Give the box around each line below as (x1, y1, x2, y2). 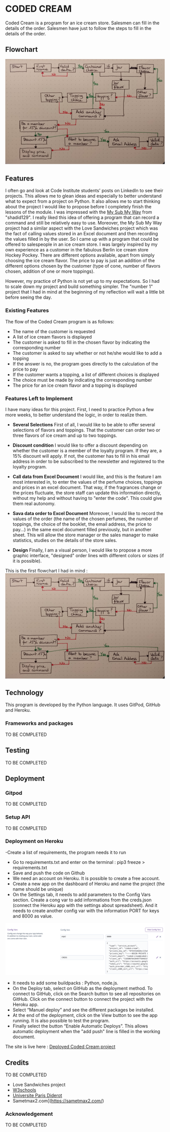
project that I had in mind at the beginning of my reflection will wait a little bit (5, 289, 164, 295)
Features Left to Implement (5, 395, 73, 402)
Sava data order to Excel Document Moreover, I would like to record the (12, 510, 163, 516)
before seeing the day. (5, 295, 52, 301)
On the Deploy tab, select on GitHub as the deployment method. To (12, 985, 153, 992)
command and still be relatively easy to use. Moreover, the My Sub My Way (5, 220, 162, 226)
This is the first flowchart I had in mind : (5, 567, 88, 573)
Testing (5, 746, 30, 755)
